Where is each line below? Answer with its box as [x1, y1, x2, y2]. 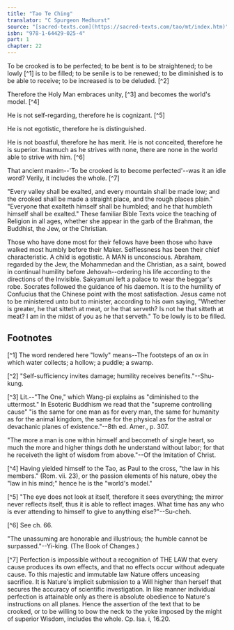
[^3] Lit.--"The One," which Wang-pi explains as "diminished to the [7, 392, 199, 401]
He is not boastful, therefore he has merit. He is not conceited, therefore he [7, 138, 223, 147]
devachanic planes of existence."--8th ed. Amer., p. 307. [7, 422, 169, 430]
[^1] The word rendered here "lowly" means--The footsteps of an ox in [7, 350, 209, 359]
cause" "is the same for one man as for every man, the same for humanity [7, 407, 219, 416]
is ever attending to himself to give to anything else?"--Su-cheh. [7, 507, 192, 516]
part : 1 [7, 36, 30, 43]
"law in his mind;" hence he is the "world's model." [7, 479, 153, 487]
